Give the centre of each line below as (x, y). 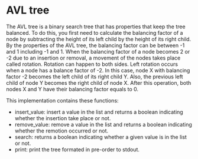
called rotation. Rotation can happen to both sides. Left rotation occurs (92, 64)
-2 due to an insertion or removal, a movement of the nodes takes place (93, 58)
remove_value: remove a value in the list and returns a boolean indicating (103, 124)
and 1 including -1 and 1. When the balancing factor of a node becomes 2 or (98, 51)
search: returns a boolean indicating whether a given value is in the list (101, 137)
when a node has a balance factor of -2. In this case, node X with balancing (98, 70)
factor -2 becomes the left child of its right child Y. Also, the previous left (95, 77)
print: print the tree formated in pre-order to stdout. (77, 149)
